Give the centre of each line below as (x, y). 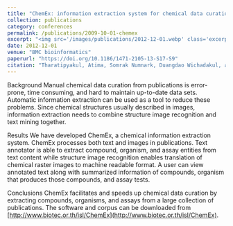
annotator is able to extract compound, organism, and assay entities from (112, 150)
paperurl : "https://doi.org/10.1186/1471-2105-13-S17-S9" (93, 59)
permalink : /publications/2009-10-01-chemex (72, 33)
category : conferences (40, 26)
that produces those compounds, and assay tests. (79, 179)
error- (199, 85)
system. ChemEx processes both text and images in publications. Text (107, 142)
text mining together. (37, 121)
